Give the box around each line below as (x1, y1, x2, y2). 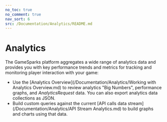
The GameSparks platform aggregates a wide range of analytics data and (5, 59, 156, 65)
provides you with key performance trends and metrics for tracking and (5, 64, 152, 70)
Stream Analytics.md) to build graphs (77, 106, 154, 112)
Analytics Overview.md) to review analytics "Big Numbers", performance (12, 85, 162, 91)
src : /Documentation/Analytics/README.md (5, 21, 93, 26)
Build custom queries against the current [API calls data (12, 101, 127, 107)
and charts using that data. (12, 111, 68, 117)
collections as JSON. (12, 95, 56, 101)
